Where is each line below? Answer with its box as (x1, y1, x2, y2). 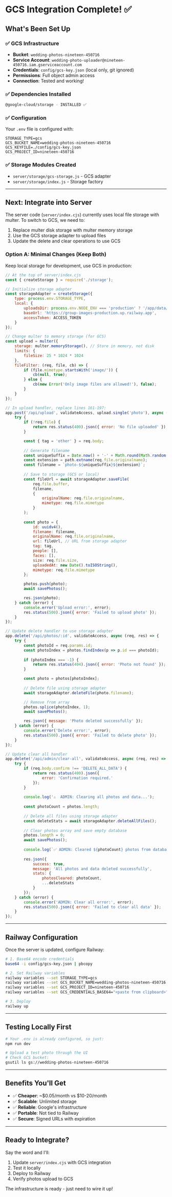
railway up (5, 1003, 29, 1009)
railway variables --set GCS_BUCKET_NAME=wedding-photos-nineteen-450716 (5, 980, 166, 985)
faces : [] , (32, 553, 56, 558)
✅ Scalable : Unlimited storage (12, 1098, 77, 1105)
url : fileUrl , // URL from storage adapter (32, 539, 127, 544)
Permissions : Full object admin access (12, 72, 95, 78)
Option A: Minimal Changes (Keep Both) (5, 251, 106, 258)
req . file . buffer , (32, 481, 70, 486)
